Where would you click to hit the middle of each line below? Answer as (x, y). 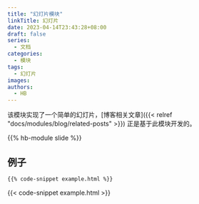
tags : (15, 67)
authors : (20, 87)
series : (19, 41)
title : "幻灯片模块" (35, 14)
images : (19, 80)
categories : (25, 54)
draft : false (27, 34)
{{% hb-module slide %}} (45, 138)
